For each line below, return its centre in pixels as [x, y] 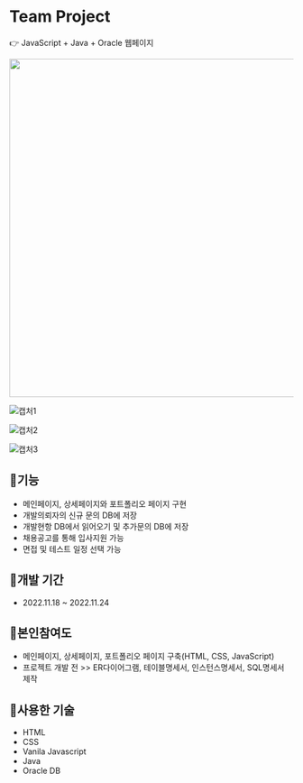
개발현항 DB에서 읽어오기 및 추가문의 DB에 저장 [106, 526]
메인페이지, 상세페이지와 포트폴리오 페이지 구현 [105, 503]
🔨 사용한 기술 [42, 710]
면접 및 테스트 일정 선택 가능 [72, 548]
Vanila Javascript [55, 751]
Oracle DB [41, 771]
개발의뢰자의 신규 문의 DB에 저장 [80, 515]
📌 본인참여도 [41, 633]
